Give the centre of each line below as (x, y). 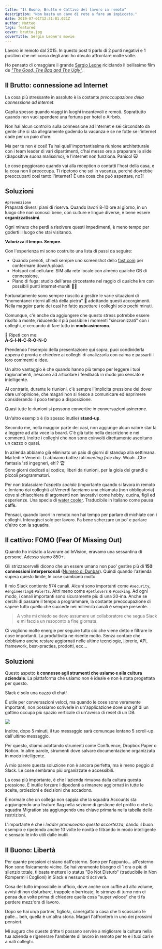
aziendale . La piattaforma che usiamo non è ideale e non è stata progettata (80, 678)
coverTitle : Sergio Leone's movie (40, 37)
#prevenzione (18, 202)
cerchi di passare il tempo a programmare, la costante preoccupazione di (78, 601)
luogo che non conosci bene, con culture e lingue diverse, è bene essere (78, 212)
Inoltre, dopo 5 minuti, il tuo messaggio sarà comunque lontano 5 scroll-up (79, 731)
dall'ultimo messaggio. (27, 736)
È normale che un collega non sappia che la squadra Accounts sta (71, 799)
